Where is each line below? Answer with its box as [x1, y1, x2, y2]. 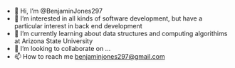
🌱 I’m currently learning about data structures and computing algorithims [14, 29, 228, 38]
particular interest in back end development [14, 22, 142, 30]
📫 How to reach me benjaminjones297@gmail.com [14, 52, 165, 60]
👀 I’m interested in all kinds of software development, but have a [14, 14, 203, 23]
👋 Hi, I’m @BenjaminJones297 [14, 7, 103, 15]
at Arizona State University [14, 37, 93, 45]
